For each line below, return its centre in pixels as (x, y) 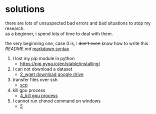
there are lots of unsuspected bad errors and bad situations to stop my (78, 23)
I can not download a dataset (42, 69)
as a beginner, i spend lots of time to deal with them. (59, 33)
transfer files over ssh (35, 79)
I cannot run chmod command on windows (56, 100)
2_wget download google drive (52, 74)
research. (15, 28)
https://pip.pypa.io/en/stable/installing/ (60, 63)
